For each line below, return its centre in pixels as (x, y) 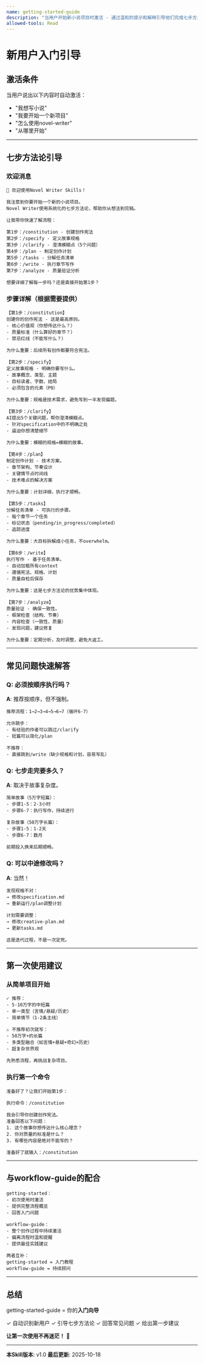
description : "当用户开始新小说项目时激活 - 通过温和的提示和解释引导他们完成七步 (100, 18)
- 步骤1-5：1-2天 (26, 829)
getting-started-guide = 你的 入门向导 (53, 1310)
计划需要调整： (22, 915)
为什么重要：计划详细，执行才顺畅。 (45, 492)
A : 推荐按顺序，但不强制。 (39, 699)
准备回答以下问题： (27, 1121)
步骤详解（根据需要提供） (44, 299)
